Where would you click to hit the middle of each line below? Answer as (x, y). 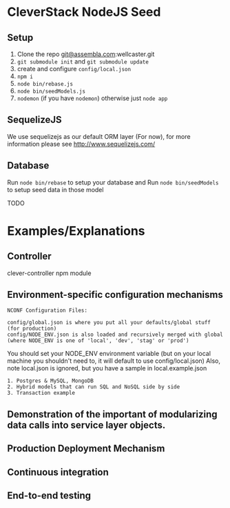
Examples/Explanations (76, 231)
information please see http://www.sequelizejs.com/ (81, 144)
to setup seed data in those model (55, 189)
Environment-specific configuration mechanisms (115, 295)
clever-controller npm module (49, 273)
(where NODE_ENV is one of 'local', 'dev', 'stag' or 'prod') (98, 341)
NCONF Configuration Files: (48, 311)
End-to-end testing (49, 496)
